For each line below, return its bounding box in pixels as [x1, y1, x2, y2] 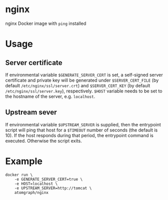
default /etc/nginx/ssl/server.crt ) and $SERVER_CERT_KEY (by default [5, 82, 151, 88]
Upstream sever [5, 108, 57, 117]
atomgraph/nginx [14, 190, 49, 195]
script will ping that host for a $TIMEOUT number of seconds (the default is [5, 127, 158, 133]
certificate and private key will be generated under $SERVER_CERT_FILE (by [5, 77, 159, 83]
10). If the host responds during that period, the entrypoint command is [5, 132, 154, 138]
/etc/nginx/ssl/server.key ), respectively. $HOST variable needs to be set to [5, 88, 162, 94]
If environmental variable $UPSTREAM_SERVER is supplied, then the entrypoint [5, 121, 161, 127]
